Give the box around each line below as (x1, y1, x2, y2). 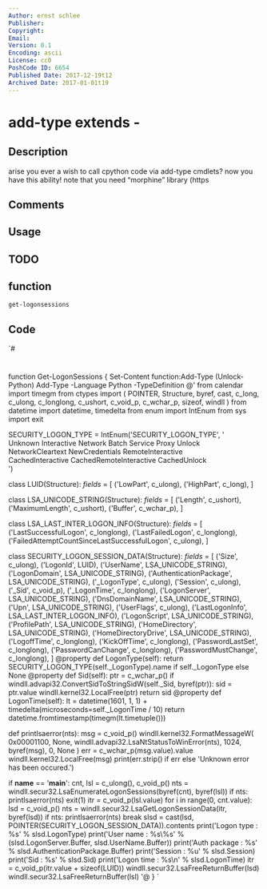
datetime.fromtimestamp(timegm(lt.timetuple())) (8, 714, 166, 723)
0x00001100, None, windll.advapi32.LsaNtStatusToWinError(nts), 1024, (8, 738, 242, 747)
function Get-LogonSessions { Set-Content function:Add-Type (8, 372, 213, 381)
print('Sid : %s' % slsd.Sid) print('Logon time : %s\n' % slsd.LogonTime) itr (8, 855, 254, 865)
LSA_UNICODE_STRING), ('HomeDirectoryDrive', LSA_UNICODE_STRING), (8, 628, 252, 638)
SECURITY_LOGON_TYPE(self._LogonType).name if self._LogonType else (8, 662, 249, 672)
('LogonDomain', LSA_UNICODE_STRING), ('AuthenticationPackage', (8, 569, 233, 578)
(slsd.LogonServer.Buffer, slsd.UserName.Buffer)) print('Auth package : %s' (8, 838, 258, 847)
